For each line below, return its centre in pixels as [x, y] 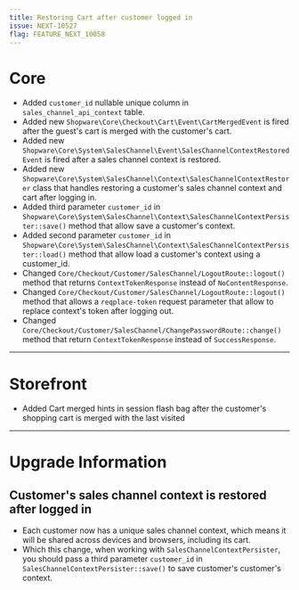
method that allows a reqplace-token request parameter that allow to [148, 302]
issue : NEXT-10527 [43, 26]
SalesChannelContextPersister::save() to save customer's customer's [152, 569]
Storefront [48, 384]
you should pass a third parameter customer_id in [112, 559]
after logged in [50, 509]
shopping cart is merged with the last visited [103, 418]
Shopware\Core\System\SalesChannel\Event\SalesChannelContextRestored [156, 151]
